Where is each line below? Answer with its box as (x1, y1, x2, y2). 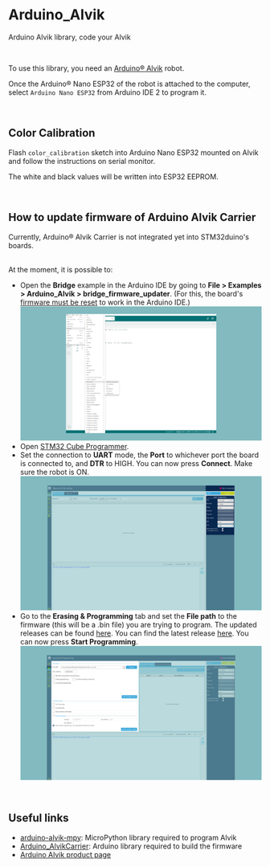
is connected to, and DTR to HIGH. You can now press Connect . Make (19, 458, 253, 468)
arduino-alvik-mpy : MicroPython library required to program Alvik (19, 832, 237, 842)
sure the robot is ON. (19, 467, 90, 476)
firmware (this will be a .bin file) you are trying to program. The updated (19, 620, 257, 629)
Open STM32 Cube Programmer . (19, 441, 129, 451)
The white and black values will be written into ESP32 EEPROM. (8, 171, 219, 182)
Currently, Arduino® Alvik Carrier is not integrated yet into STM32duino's (8, 231, 249, 242)
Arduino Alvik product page (19, 849, 112, 859)
